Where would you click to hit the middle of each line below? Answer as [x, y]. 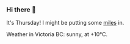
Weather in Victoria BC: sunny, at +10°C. [57, 34]
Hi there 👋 [21, 10]
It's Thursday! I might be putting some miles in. [65, 23]
